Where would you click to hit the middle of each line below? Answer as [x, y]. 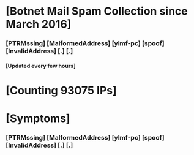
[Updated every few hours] [41, 66]
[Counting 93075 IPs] [61, 90]
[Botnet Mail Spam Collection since [97, 11]
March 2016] [39, 24]
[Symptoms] [38, 119]
